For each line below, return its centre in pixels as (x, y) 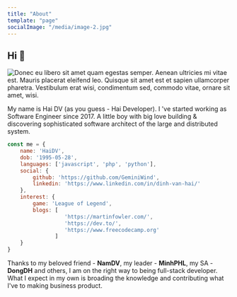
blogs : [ (46, 210)
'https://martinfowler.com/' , (109, 216)
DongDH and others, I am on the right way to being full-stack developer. (112, 271)
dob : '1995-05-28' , (49, 157)
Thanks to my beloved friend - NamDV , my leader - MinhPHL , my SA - (110, 263)
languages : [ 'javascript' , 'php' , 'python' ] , (88, 164)
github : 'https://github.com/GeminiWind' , (96, 177)
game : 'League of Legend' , (73, 204)
